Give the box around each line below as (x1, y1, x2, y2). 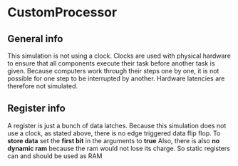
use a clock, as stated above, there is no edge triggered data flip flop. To (7, 129, 221, 138)
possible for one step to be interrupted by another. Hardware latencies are (7, 74, 225, 83)
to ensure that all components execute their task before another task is (7, 59, 215, 68)
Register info (7, 103, 66, 115)
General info (7, 33, 63, 45)
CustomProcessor (7, 4, 118, 21)
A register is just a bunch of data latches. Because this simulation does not (7, 121, 227, 130)
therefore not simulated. (7, 82, 78, 90)
